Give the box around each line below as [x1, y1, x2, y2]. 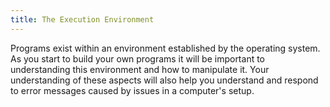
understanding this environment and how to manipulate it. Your [10, 63, 270, 75]
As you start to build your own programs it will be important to [10, 52, 266, 65]
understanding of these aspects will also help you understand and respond [10, 74, 319, 86]
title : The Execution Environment [10, 14, 155, 25]
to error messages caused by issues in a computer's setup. [10, 84, 255, 96]
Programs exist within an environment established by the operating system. [10, 42, 321, 54]
